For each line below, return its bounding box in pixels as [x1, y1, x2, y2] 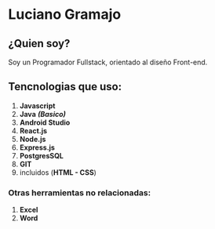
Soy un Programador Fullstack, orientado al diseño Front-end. [8, 57, 208, 67]
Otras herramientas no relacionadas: [8, 187, 151, 198]
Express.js [19, 143, 55, 152]
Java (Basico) [19, 109, 67, 118]
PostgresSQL [19, 151, 64, 160]
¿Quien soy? [8, 37, 71, 50]
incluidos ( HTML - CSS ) [19, 167, 97, 177]
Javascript [19, 100, 56, 111]
